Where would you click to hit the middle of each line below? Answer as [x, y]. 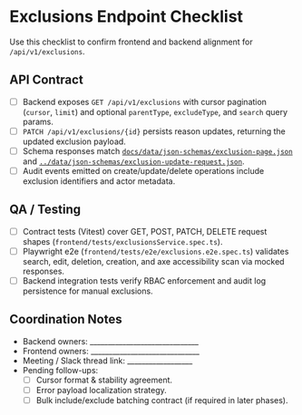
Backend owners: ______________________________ [111, 341]
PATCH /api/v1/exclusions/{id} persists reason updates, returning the [154, 131]
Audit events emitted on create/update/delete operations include [143, 170]
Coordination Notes [66, 319]
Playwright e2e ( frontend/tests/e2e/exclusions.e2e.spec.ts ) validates [156, 251]
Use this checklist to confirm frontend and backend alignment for [131, 42]
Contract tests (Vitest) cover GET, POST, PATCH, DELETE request [145, 231]
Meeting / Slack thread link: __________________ [107, 361]
